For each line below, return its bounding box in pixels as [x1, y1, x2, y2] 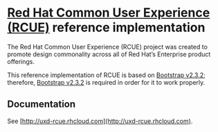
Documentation [7, 99, 76, 110]
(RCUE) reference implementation [7, 19, 206, 35]
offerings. [7, 57, 35, 65]
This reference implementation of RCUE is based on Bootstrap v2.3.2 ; [7, 71, 206, 79]
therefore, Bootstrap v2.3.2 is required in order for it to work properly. [7, 78, 206, 86]
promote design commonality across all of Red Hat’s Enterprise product [7, 50, 211, 58]
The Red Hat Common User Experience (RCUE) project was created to [7, 42, 208, 51]
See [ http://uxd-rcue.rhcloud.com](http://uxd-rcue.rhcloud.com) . [7, 117, 193, 125]
